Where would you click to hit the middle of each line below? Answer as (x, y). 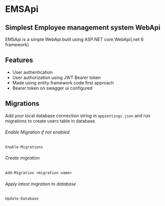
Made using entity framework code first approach (63, 82)
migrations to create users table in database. (51, 121)
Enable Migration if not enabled (37, 132)
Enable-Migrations (24, 147)
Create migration (22, 158)
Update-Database (22, 199)
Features (19, 60)
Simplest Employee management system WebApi (83, 28)
